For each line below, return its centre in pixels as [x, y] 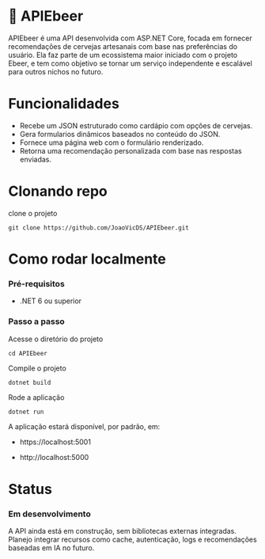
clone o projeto [33, 213]
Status [30, 489]
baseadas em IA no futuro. [51, 548]
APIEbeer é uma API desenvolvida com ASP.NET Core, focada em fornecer [130, 38]
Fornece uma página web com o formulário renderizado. [112, 143]
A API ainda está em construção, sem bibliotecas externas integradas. [123, 531]
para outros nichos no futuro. [56, 71]
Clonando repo [58, 191]
